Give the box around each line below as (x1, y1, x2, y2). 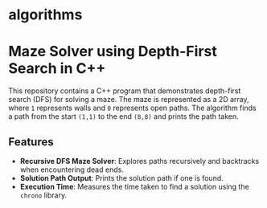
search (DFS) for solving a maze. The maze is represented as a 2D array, (8, 95, 249, 104)
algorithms (8, 6, 83, 24)
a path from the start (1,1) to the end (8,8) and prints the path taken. (8, 112, 239, 121)
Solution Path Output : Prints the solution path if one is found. (19, 173, 224, 182)
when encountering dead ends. (19, 165, 125, 174)
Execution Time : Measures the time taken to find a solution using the (19, 181, 249, 191)
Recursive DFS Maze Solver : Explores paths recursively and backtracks (19, 156, 260, 165)
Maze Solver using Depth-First (8, 43, 217, 61)
